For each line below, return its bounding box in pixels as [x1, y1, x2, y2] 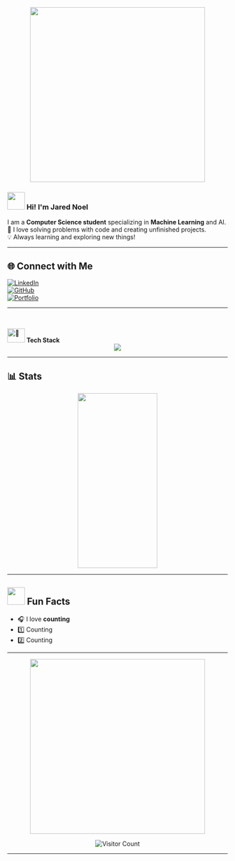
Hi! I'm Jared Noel [26, 202, 89, 212]
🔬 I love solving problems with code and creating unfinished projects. [7, 225, 206, 234]
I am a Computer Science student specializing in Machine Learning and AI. [7, 218, 227, 227]
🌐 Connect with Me [7, 260, 93, 272]
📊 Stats [7, 371, 43, 383]
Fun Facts [27, 596, 71, 608]
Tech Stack [26, 336, 60, 344]
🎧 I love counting [17, 615, 70, 623]
